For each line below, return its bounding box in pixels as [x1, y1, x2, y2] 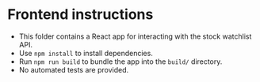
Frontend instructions [7, 6, 154, 24]
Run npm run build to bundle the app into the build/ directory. [18, 57, 223, 66]
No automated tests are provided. [18, 65, 128, 74]
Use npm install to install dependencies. [18, 48, 154, 58]
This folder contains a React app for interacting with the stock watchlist [18, 32, 252, 41]
